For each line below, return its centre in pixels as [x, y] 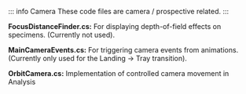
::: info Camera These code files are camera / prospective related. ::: [119, 11]
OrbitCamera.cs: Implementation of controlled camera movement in [119, 73]
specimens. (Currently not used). [62, 35]
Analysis [22, 82]
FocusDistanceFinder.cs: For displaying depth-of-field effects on [115, 26]
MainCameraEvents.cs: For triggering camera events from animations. [123, 50]
